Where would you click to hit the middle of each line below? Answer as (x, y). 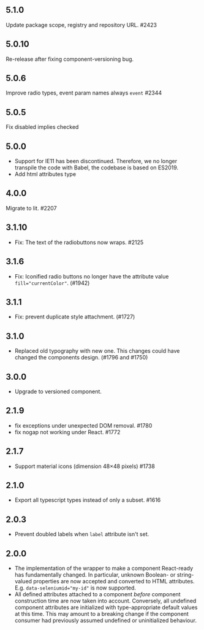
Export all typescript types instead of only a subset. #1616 (88, 500)
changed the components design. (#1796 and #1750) (81, 358)
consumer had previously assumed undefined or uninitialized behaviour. (106, 620)
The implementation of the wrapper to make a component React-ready (104, 568)
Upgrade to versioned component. (58, 391)
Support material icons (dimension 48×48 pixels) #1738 (85, 466)
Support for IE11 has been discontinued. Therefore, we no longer (96, 161)
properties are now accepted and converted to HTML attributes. (114, 581)
